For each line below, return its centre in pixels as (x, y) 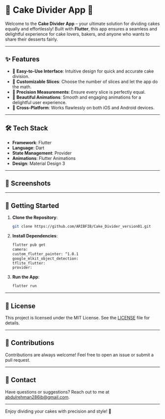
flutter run (24, 286)
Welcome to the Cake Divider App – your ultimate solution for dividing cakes (82, 24)
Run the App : (26, 277)
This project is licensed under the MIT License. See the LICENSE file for (78, 318)
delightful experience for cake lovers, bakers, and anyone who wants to (77, 34)
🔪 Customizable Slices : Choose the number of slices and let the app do (85, 81)
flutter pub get (29, 245)
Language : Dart (28, 148)
